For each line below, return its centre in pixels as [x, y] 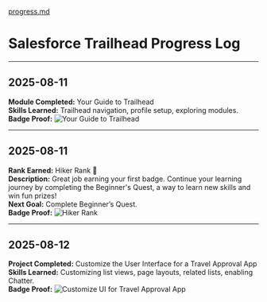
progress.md [29, 12]
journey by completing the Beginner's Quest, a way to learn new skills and [130, 187]
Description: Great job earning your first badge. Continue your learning [125, 179]
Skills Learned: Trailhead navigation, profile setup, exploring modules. [123, 110]
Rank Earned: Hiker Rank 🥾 [53, 170]
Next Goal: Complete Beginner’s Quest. [73, 204]
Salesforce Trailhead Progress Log [124, 44]
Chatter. [21, 281]
